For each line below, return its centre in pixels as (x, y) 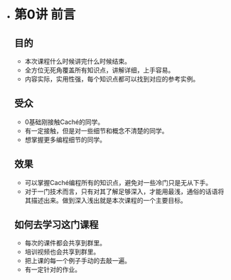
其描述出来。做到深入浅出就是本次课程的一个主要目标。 (106, 200)
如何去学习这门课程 (56, 225)
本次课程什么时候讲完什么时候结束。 (78, 61)
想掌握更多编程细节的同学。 (65, 140)
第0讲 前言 (45, 15)
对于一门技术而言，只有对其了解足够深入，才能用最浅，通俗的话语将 (124, 191)
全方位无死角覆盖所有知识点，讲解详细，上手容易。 (100, 70)
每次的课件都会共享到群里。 (65, 243)
